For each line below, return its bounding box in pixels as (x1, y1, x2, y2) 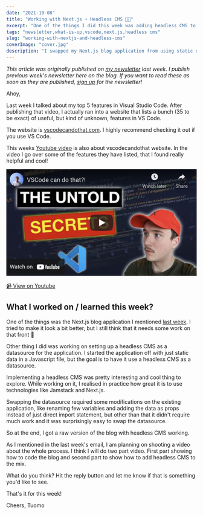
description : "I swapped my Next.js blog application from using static (6, 48, 193, 54)
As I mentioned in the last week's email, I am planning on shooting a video (6, 441, 190, 448)
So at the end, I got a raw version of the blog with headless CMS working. (6, 429, 190, 436)
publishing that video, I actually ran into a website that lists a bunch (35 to (6, 108, 190, 115)
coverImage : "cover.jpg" (6, 42, 69, 48)
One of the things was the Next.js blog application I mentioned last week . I (6, 318, 192, 325)
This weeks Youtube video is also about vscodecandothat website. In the (6, 144, 188, 151)
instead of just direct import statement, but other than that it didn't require (6, 411, 190, 418)
